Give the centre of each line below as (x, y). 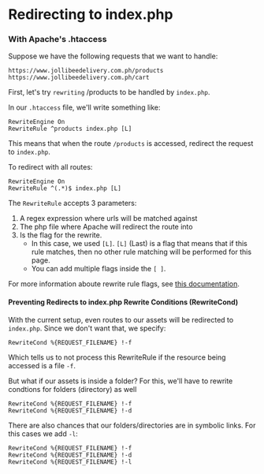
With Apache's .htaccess (58, 39)
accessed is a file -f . (42, 365)
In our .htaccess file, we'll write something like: (84, 107)
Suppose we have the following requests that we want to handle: (113, 56)
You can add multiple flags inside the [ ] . (99, 269)
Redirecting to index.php (91, 15)
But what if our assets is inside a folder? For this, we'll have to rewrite (121, 381)
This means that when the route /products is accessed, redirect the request (131, 144)
